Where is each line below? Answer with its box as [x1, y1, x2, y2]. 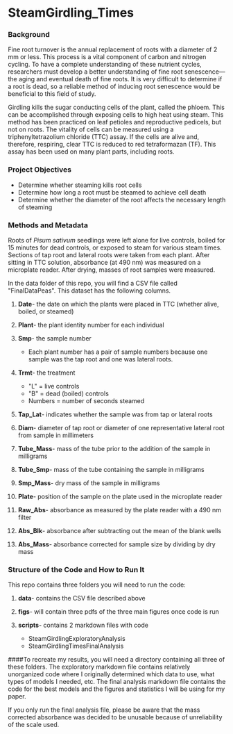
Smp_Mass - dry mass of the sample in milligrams [17, 479, 160, 487]
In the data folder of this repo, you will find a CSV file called [8, 279, 178, 288]
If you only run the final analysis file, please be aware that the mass [8, 706, 200, 714]
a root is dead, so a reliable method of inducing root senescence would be [8, 82, 221, 91]
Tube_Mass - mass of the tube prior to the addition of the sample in [17, 445, 211, 453]
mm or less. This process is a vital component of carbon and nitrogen [8, 53, 207, 61]
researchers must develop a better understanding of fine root [8, 67, 183, 76]
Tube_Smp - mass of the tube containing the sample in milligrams [17, 466, 205, 474]
